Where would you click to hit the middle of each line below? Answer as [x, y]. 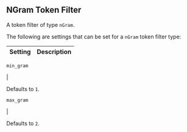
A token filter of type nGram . [41, 24]
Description [54, 51]
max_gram [17, 100]
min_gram [17, 66]
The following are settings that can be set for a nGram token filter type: [94, 37]
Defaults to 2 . [23, 123]
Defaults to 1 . [23, 89]
